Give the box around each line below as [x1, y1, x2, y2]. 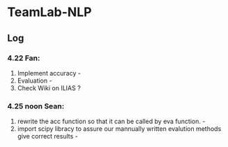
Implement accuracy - [17, 69, 82, 77]
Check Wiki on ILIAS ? [17, 83, 82, 92]
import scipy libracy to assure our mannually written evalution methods [17, 125, 222, 133]
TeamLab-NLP [7, 4, 92, 20]
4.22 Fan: [7, 53, 40, 63]
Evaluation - [17, 76, 52, 85]
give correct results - [17, 132, 78, 141]
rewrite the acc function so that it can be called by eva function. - [17, 117, 206, 126]
